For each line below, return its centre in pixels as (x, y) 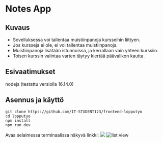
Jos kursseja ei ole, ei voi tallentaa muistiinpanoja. (65, 45)
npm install (18, 120)
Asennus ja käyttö (35, 100)
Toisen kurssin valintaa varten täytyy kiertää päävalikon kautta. (79, 56)
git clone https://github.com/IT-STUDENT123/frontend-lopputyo (74, 112)
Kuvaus (18, 28)
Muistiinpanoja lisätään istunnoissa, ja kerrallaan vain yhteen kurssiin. (86, 50)
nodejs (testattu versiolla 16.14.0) (39, 84)
